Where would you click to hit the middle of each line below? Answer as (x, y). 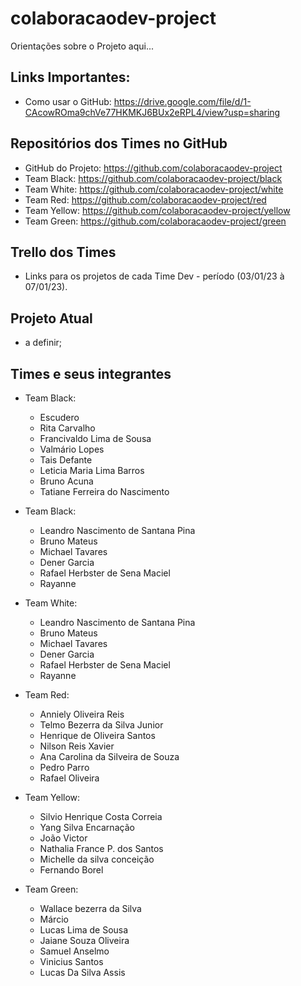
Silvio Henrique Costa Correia (101, 816)
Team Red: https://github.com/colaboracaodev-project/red (145, 199)
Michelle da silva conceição (97, 859)
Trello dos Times (63, 252)
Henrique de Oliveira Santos (97, 735)
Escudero (59, 417)
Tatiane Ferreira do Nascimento (104, 491)
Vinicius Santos (71, 961)
